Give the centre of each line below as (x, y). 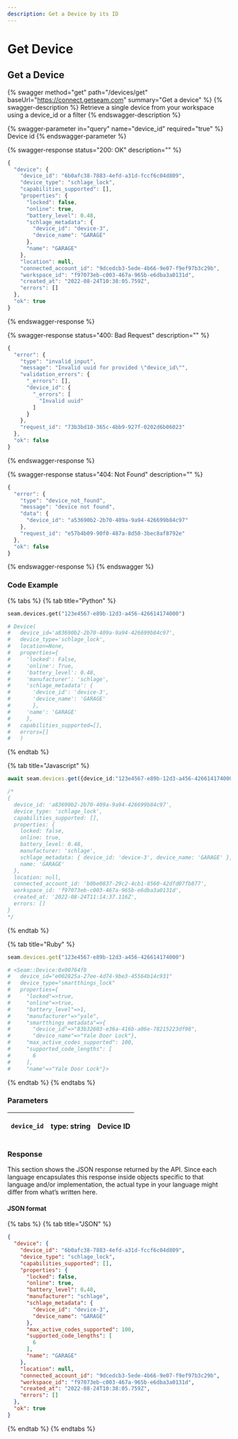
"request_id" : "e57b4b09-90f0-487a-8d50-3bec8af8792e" (103, 533)
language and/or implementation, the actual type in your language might (113, 1184)
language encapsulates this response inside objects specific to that (106, 1177)
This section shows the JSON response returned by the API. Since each (112, 1169)
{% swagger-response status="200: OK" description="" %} (95, 150)
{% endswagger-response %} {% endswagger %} (81, 567)
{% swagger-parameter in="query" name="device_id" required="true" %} (115, 128)
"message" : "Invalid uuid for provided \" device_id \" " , (104, 368)
